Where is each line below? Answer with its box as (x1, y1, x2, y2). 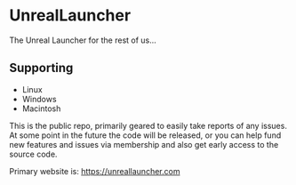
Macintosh (21, 103, 61, 114)
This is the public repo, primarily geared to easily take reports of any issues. (9, 120, 287, 131)
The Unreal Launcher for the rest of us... (9, 35, 157, 45)
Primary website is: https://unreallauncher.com (9, 165, 180, 176)
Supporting (9, 60, 74, 76)
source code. (9, 149, 58, 159)
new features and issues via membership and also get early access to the (9, 139, 279, 149)
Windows (21, 93, 57, 104)
